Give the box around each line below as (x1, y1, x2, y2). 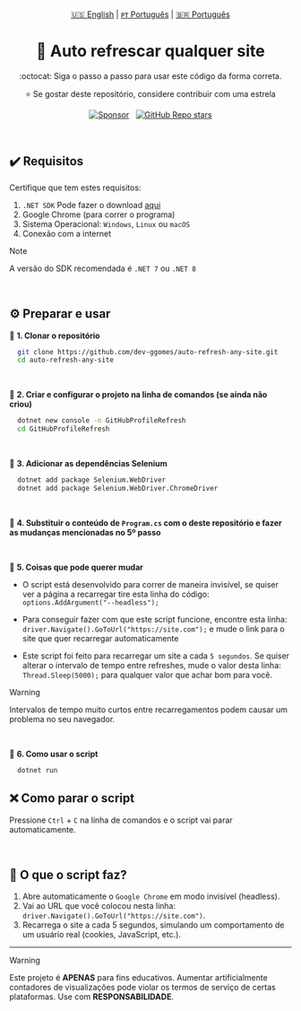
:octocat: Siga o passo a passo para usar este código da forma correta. (19, 70, 282, 81)
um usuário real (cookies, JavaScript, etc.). (21, 929, 182, 940)
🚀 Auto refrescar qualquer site (35, 41, 266, 62)
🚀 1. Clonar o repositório (9, 330, 100, 341)
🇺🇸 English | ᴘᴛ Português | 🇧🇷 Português (71, 9, 230, 20)
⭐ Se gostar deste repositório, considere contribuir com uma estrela (25, 88, 276, 99)
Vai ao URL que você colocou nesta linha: (21, 901, 176, 911)
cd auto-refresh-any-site (17, 355, 115, 365)
